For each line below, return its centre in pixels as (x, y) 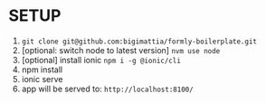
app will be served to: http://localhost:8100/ (107, 89)
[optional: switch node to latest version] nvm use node (121, 50)
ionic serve (42, 79)
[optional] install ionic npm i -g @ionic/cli (101, 60)
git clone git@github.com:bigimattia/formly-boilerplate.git (139, 42)
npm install (42, 70)
